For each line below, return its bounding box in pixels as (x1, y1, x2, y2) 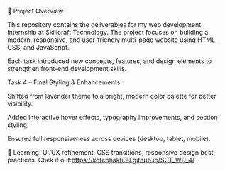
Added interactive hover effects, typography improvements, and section (7, 114, 218, 121)
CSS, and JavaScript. (7, 43, 70, 51)
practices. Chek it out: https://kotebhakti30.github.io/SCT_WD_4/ (7, 156, 195, 164)
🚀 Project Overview (7, 7, 64, 15)
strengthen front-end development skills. (7, 65, 127, 72)
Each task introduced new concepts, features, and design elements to (7, 57, 212, 65)
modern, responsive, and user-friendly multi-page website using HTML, (7, 35, 218, 44)
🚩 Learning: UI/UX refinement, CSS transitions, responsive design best (7, 148, 214, 156)
